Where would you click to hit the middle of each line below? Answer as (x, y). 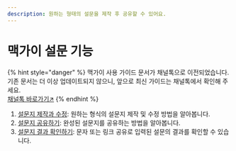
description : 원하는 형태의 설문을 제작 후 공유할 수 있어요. (87, 14)
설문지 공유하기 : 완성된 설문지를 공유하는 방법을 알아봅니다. (99, 123)
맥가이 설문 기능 (50, 51)
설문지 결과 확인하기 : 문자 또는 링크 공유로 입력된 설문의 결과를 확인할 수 (117, 131)
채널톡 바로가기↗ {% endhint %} (53, 99)
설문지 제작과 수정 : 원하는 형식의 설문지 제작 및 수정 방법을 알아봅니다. (114, 113)
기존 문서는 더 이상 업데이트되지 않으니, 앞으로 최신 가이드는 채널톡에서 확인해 (114, 81)
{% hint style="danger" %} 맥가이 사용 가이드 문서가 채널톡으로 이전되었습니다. (118, 72)
